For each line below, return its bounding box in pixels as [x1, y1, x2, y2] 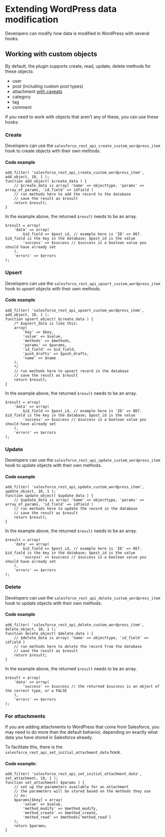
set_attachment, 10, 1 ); [5, 776, 58, 781]
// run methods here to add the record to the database [14, 192, 132, 197]
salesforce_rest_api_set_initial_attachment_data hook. [5, 749, 122, 755]
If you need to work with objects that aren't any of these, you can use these [5, 114, 159, 120]
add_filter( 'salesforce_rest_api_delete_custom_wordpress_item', [5, 622, 144, 627]
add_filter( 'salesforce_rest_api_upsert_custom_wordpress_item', [5, 308, 144, 313]
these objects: [5, 68, 34, 74]
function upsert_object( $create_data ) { [5, 317, 94, 322]
